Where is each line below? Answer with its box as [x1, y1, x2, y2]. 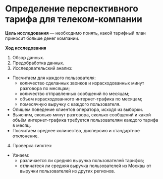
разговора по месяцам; [19, 85, 70, 91]
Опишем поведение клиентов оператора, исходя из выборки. [12, 106, 144, 112]
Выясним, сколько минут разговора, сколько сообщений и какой [12, 111, 151, 117]
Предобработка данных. [12, 60, 64, 66]
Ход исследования [5, 45, 47, 51]
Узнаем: [12, 152, 30, 158]
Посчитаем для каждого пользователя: [12, 75, 96, 81]
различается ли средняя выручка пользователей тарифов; [19, 157, 145, 163]
